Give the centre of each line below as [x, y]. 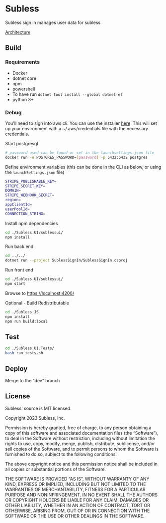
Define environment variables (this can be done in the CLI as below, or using [83, 167]
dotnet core [24, 78]
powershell [24, 89]
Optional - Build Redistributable [37, 303]
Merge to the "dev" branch [33, 380]
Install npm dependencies [32, 223]
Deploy [16, 369]
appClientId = [19, 205]
